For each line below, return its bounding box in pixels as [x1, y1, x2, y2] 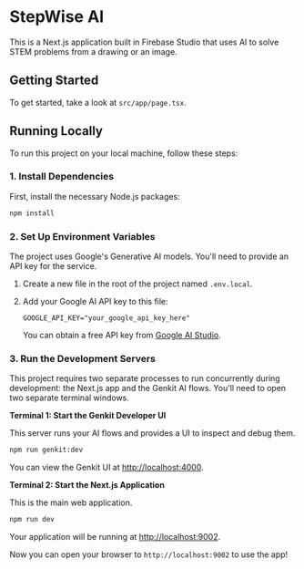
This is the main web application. [9, 497, 133, 508]
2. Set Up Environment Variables [9, 230, 156, 243]
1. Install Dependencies [9, 171, 115, 183]
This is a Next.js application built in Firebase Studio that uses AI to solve [9, 36, 279, 47]
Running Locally [9, 123, 103, 139]
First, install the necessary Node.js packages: [9, 191, 180, 202]
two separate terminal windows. [9, 392, 130, 403]
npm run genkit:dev [9, 445, 84, 455]
